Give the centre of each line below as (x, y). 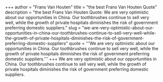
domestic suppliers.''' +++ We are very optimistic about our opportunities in (81, 59)
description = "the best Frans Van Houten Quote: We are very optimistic (77, 12)
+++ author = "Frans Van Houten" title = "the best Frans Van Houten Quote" (81, 7)
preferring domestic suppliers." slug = (43, 28)
